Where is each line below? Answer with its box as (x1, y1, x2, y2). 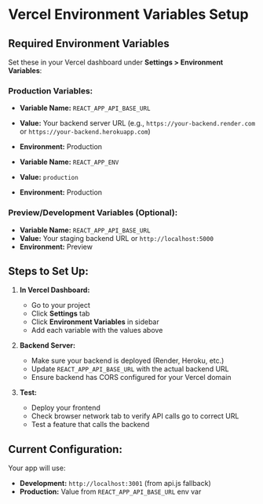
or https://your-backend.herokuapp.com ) (19, 127, 151, 137)
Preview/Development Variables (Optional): (8, 207, 178, 218)
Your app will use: (8, 463, 66, 473)
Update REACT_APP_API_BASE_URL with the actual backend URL (31, 364, 229, 374)
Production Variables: (8, 85, 93, 96)
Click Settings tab (31, 309, 90, 319)
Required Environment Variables (8, 37, 170, 50)
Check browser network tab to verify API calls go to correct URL (31, 411, 239, 421)
